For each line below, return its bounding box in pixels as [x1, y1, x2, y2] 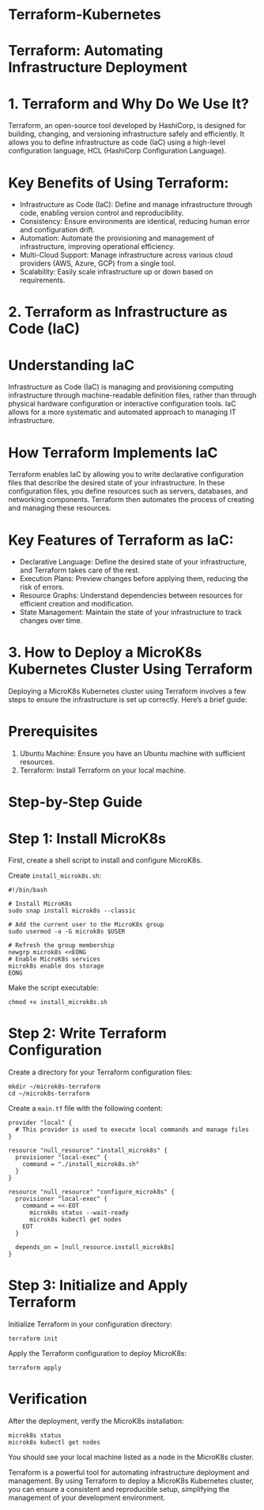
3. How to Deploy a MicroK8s [8, 644, 202, 662]
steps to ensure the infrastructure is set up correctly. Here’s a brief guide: [8, 695, 247, 704]
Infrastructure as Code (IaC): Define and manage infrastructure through [19, 200, 253, 210]
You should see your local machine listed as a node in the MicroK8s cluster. [8, 1452, 255, 1462]
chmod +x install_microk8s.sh [8, 998, 108, 1006]
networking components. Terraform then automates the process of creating [8, 495, 255, 504]
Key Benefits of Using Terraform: [8, 174, 229, 191]
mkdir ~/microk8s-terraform [8, 1083, 101, 1091]
